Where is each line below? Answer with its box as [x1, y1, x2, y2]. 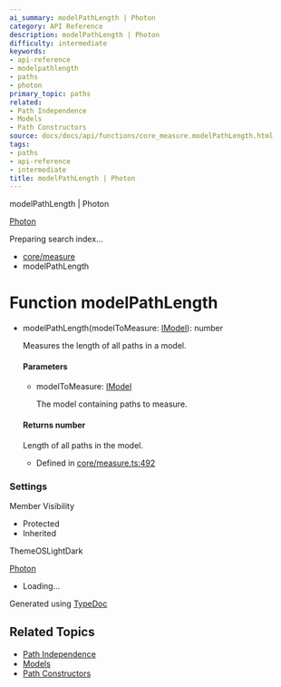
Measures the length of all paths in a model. [22, 340, 188, 351]
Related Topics [9, 624, 95, 640]
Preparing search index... [9, 233, 103, 245]
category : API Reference [9, 22, 103, 31]
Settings [9, 480, 48, 493]
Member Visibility [9, 500, 75, 511]
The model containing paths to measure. [35, 398, 188, 409]
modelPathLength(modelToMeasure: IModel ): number [22, 323, 224, 334]
